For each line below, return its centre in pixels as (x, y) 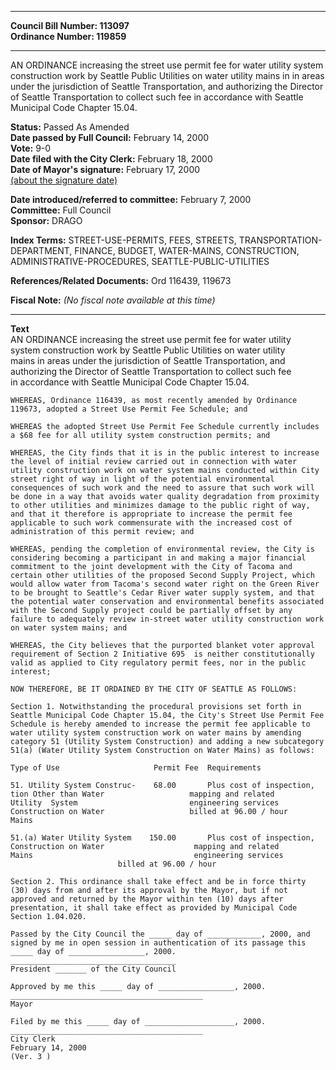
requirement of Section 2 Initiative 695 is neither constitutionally (162, 654)
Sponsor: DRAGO (46, 220)
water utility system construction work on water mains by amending (156, 733)
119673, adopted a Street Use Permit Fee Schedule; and (129, 409)
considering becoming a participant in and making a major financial (158, 558)
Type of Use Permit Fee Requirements (136, 768)
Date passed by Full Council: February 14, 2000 (110, 137)
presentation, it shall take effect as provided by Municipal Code (154, 908)
